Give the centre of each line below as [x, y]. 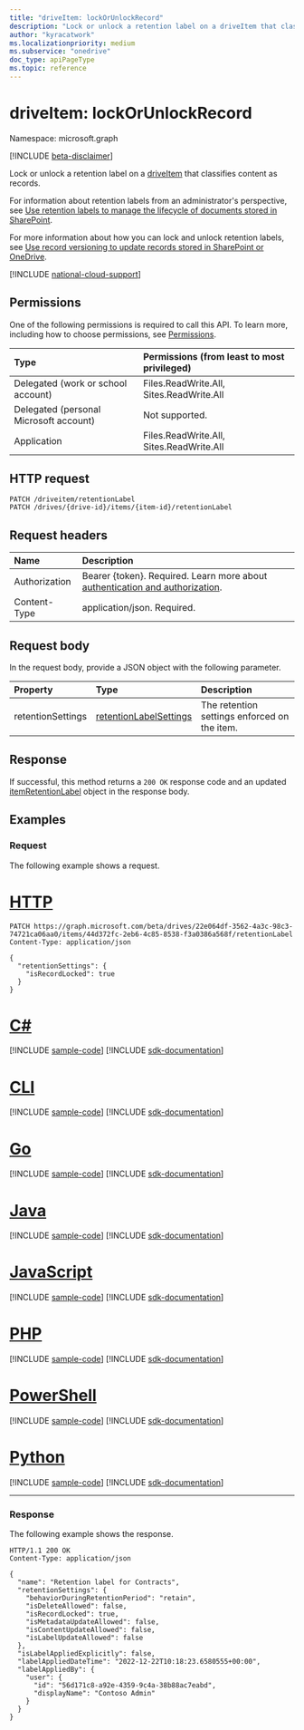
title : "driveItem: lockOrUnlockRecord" [87, 18]
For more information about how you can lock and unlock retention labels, [147, 237]
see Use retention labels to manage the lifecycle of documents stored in [143, 210]
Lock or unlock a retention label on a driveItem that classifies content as [143, 173]
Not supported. [176, 415]
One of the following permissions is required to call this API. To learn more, [149, 324]
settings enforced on [245, 717]
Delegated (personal [57, 409]
